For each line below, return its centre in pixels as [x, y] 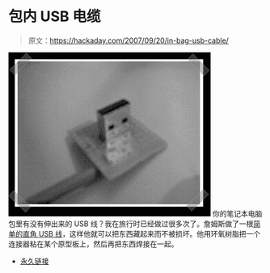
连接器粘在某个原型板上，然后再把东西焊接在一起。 [93, 244]
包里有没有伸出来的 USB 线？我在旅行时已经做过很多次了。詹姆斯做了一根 [131, 224]
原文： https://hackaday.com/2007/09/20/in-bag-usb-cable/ [128, 40]
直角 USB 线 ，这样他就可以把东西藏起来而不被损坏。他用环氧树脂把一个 [141, 233]
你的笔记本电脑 [237, 213]
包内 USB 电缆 [55, 17]
